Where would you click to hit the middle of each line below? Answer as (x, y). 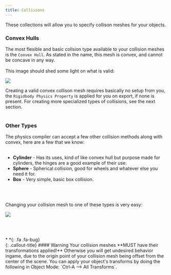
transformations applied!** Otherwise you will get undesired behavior (79, 251)
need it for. (24, 174)
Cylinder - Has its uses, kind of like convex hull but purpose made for (86, 158)
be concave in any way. (30, 60)
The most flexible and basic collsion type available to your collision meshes (85, 49)
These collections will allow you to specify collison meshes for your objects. (85, 25)
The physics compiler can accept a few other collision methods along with (84, 137)
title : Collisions (25, 10)
